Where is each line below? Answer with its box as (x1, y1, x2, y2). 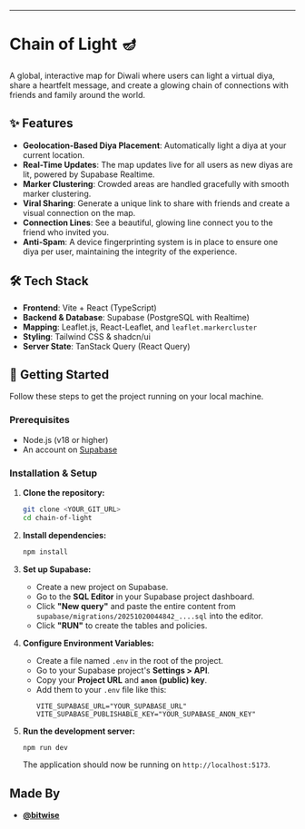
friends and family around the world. (9, 89, 146, 100)
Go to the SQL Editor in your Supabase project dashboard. (35, 591, 255, 602)
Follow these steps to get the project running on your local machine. (9, 391, 264, 402)
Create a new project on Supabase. (35, 581, 169, 592)
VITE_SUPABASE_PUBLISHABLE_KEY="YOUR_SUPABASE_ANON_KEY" (35, 709, 257, 718)
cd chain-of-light (22, 513, 93, 522)
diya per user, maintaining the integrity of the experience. (22, 246, 238, 257)
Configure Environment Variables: (22, 637, 154, 648)
